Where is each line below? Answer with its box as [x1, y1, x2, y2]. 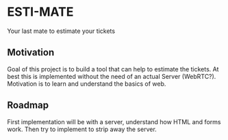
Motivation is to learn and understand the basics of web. [7, 80, 166, 88]
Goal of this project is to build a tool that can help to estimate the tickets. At [7, 65, 219, 73]
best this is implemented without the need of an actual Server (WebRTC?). [7, 72, 216, 80]
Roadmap [7, 100, 49, 111]
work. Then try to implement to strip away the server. [7, 125, 157, 133]
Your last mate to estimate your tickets [7, 27, 115, 35]
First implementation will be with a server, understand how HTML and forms [7, 117, 221, 126]
